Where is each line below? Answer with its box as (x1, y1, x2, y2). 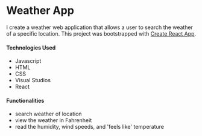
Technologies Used (6, 44, 56, 51)
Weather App (6, 4, 74, 18)
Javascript (14, 57, 42, 65)
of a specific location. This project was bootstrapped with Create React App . (6, 30, 197, 37)
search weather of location (14, 110, 83, 118)
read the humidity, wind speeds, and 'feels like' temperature (14, 123, 165, 131)
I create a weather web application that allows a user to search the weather (6, 24, 193, 31)
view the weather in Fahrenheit (14, 117, 92, 124)
